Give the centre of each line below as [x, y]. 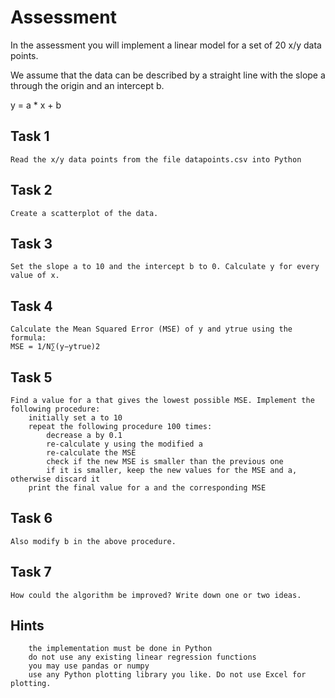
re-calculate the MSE [91, 453]
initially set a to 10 [75, 418]
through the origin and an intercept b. [87, 85]
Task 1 [30, 136]
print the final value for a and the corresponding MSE [147, 488]
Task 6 [31, 518]
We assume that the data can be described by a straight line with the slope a [168, 75]
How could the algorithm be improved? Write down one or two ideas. [156, 595]
